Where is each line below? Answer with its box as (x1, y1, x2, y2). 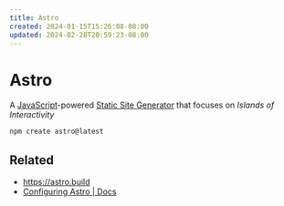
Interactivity (9, 109, 55, 120)
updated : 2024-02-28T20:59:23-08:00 (9, 30, 149, 39)
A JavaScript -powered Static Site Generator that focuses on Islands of (9, 99, 275, 110)
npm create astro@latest (9, 127, 104, 137)
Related (9, 152, 55, 168)
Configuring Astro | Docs (22, 186, 117, 197)
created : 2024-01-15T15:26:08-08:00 (9, 22, 149, 31)
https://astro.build (22, 177, 90, 187)
